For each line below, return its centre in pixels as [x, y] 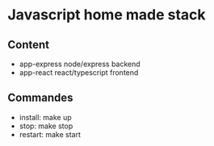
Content [29, 45]
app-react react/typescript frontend [79, 73]
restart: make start [50, 134]
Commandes [40, 98]
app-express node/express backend [80, 64]
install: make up [45, 117]
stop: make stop [46, 126]
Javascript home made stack [107, 15]
